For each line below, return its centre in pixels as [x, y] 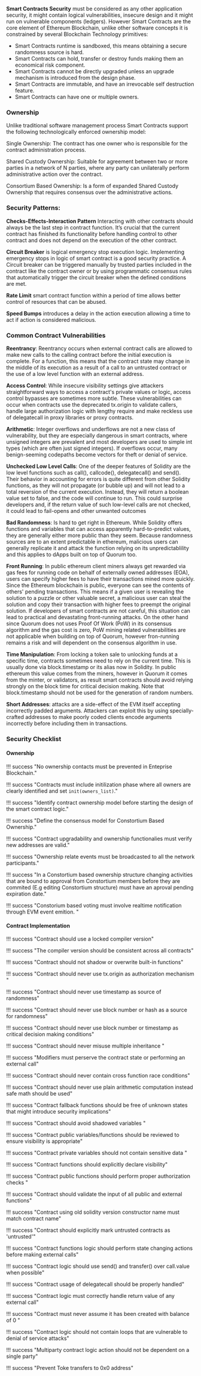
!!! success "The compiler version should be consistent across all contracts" [100, 951]
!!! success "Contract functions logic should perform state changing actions [100, 1248]
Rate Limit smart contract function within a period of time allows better [94, 295]
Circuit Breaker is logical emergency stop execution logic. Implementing [95, 252]
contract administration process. [46, 150]
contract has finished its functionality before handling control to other [92, 234]
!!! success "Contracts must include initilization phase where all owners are [99, 785]
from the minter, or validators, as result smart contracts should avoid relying [100, 680]
